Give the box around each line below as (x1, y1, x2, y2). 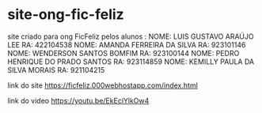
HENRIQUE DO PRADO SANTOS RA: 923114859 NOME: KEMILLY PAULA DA (7, 57, 255, 66)
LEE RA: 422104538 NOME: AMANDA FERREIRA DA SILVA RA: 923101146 (7, 40, 246, 49)
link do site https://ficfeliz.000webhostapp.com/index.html (7, 81, 199, 90)
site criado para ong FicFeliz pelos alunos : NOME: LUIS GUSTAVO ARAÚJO (7, 32, 254, 41)
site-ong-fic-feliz (7, 6, 124, 24)
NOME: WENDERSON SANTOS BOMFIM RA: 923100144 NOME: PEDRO (7, 48, 240, 58)
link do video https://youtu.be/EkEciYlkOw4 (7, 96, 150, 105)
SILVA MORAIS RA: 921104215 (7, 65, 105, 74)
